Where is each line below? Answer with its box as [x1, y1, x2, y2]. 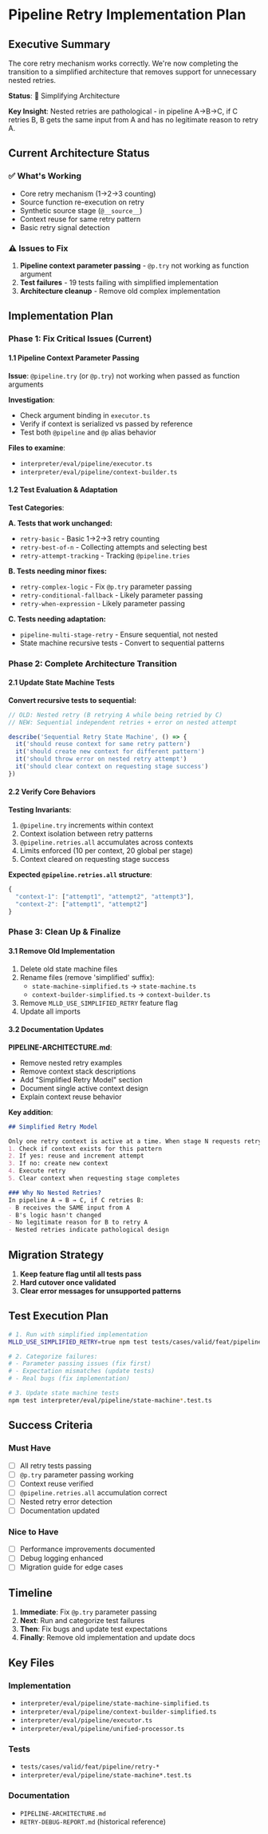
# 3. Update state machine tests [8, 1389, 120, 1397]
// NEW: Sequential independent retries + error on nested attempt [8, 718, 238, 726]
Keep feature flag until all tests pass [19, 1269, 142, 1279]
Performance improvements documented [19, 1544, 156, 1554]
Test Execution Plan [8, 1309, 109, 1323]
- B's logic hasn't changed [8, 1211, 102, 1219]
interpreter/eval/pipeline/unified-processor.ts [19, 1725, 185, 1733]
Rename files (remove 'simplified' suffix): [19, 972, 155, 982]
